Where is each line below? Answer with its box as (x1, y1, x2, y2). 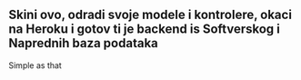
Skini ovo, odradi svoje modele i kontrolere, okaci (8, 7, 293, 23)
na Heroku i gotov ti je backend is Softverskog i (8, 22, 281, 37)
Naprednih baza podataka (8, 35, 158, 51)
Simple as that (8, 59, 63, 71)
